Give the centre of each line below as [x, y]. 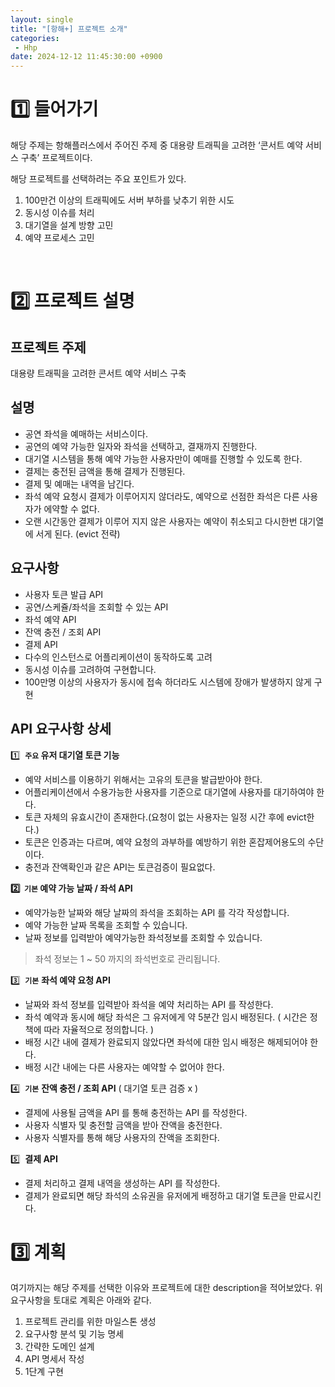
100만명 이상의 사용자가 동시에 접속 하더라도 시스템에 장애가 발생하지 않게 [168, 682]
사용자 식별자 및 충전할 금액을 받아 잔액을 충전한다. [123, 1125]
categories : [35, 38]
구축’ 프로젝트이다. [56, 158]
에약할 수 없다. [71, 508]
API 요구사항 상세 [61, 729]
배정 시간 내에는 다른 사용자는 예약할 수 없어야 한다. [124, 1067]
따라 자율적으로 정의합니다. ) [99, 1029]
